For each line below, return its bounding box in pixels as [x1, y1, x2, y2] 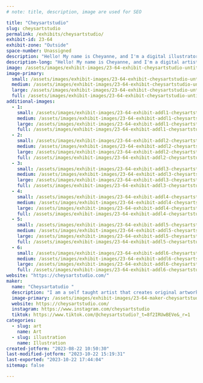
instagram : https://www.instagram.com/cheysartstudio [11, 306, 150, 312]
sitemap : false [6, 362, 45, 369]
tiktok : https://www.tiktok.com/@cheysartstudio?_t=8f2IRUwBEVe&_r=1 [11, 312, 190, 318]
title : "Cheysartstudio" [6, 19, 69, 26]
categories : [6, 318, 36, 324]
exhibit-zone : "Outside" [6, 42, 69, 48]
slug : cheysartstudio [6, 25, 61, 31]
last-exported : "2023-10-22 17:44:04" [6, 357, 104, 363]
